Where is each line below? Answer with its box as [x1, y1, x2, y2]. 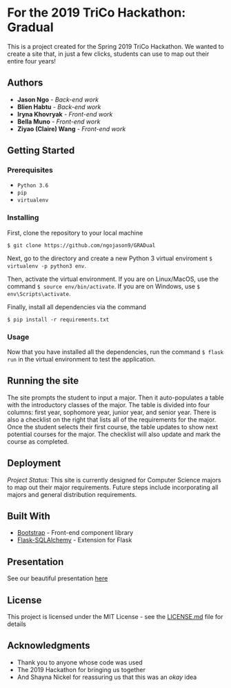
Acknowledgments [7, 640, 91, 651]
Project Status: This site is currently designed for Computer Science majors [7, 475, 222, 484]
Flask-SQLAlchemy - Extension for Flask [17, 536, 132, 544]
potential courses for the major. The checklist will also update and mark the [7, 430, 221, 438]
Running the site [7, 375, 79, 387]
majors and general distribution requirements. [7, 490, 137, 498]
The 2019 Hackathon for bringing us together [17, 665, 146, 674]
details [7, 620, 26, 629]
